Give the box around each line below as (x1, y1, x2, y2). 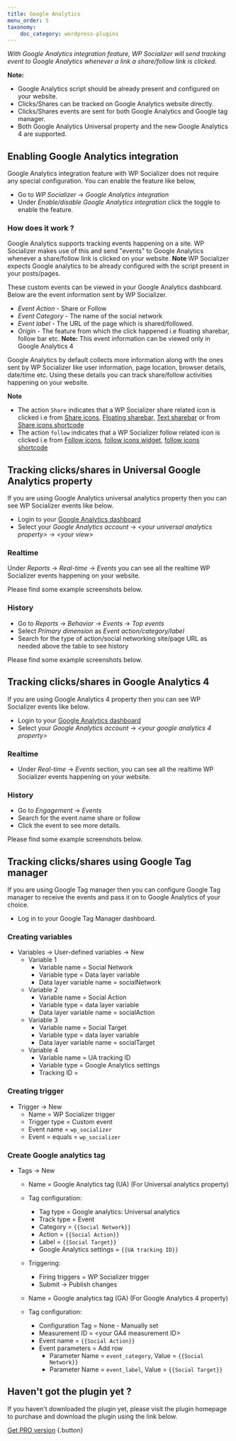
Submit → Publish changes (38, 1280, 118, 1289)
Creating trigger (7, 1086, 64, 1096)
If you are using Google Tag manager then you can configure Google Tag (7, 885, 221, 894)
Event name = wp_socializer (28, 1125, 112, 1133)
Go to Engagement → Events (17, 806, 102, 815)
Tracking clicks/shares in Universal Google (7, 464, 201, 476)
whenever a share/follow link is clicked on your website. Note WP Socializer (7, 254, 229, 263)
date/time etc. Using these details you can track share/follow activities (7, 371, 213, 379)
